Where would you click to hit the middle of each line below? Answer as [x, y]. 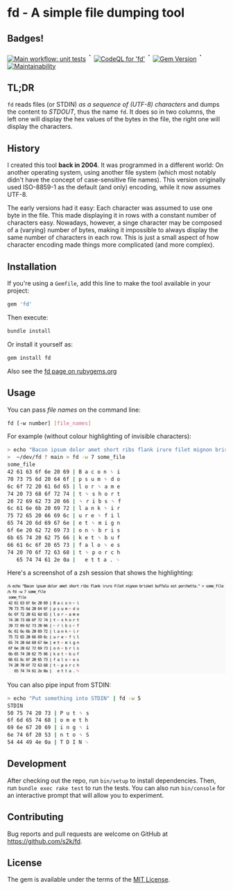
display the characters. [40, 127]
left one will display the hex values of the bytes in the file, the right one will [114, 119]
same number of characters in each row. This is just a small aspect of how [113, 238]
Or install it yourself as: [40, 344]
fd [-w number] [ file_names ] [49, 423]
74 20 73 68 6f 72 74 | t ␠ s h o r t [64, 494]
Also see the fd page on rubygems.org [62, 371]
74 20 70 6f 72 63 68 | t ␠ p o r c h [64, 552]
